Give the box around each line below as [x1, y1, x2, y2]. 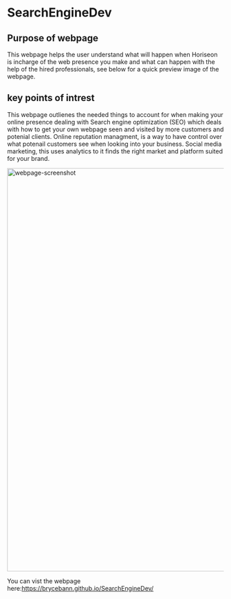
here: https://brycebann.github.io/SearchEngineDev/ [7, 584, 154, 592]
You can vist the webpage [7, 576, 81, 585]
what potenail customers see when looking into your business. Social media [7, 140, 222, 148]
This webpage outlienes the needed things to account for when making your [7, 110, 223, 118]
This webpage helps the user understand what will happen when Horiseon [7, 50, 218, 58]
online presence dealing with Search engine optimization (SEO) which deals [7, 118, 222, 126]
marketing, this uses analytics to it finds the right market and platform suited [7, 146, 223, 155]
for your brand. [7, 154, 50, 162]
